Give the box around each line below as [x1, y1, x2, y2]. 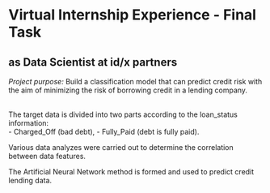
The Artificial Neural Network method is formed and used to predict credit [8, 167, 255, 176]
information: [8, 118, 49, 127]
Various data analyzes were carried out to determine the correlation [8, 143, 234, 152]
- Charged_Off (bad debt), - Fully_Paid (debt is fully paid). [8, 127, 200, 136]
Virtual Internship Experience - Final [8, 6, 257, 24]
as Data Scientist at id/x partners [8, 55, 178, 69]
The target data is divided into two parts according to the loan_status [8, 109, 238, 119]
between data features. [8, 152, 86, 161]
